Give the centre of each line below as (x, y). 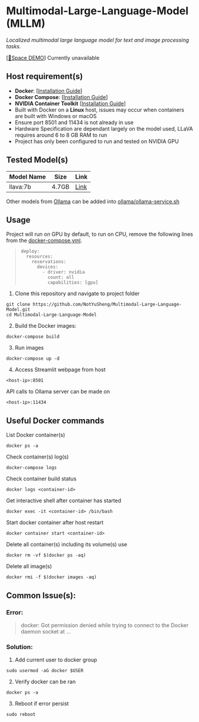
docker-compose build (33, 337)
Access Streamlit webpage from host (60, 370)
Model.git (18, 310)
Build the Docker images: (45, 326)
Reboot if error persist (42, 704)
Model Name (28, 176)
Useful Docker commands (55, 421)
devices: (48, 267)
